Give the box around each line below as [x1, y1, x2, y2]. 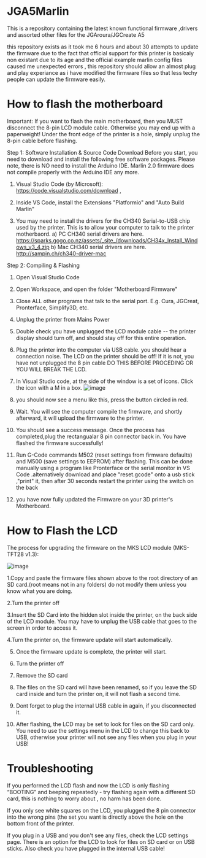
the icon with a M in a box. [15, 384, 83, 391]
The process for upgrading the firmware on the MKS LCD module [7, 544, 172, 551]
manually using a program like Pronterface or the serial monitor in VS [15, 464, 191, 471]
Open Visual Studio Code [15, 273, 80, 280]
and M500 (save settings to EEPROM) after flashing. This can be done [15, 457, 193, 465]
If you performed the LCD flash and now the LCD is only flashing [7, 781, 170, 789]
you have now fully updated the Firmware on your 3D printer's [15, 495, 174, 503]
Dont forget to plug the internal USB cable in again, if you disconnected [15, 701, 196, 709]
